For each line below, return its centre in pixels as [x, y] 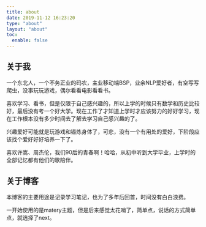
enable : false [30, 40]
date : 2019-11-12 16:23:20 [41, 18]
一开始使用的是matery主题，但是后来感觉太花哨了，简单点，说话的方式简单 [101, 210]
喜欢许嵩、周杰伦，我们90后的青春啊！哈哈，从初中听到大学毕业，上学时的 [101, 152]
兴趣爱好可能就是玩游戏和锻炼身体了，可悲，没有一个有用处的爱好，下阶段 [100, 132]
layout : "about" [27, 29]
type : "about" [25, 23]
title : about [23, 12]
